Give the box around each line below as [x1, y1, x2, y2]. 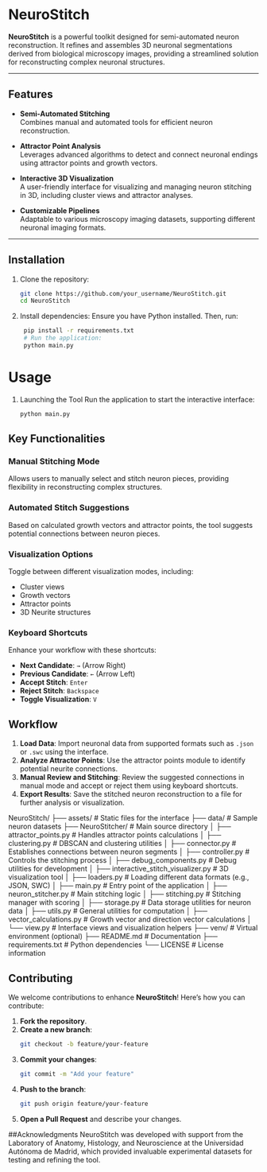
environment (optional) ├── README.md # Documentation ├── [8, 932, 219, 941]
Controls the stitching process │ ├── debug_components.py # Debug [8, 856, 237, 865]
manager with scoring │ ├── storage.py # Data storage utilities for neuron [8, 898, 252, 907]
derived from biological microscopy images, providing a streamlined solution [8, 49, 259, 58]
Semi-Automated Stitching [19, 109, 110, 118]
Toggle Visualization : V [19, 694, 97, 704]
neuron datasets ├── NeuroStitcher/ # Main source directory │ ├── [8, 821, 232, 832]
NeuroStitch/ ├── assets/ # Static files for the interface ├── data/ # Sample [8, 813, 258, 823]
